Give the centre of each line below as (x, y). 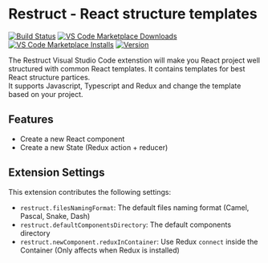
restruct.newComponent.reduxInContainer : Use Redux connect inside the (139, 241)
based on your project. (46, 94)
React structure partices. (49, 77)
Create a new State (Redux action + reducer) (94, 147)
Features (31, 120)
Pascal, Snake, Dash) (55, 216)
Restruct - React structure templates (133, 14)
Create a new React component (72, 139)
